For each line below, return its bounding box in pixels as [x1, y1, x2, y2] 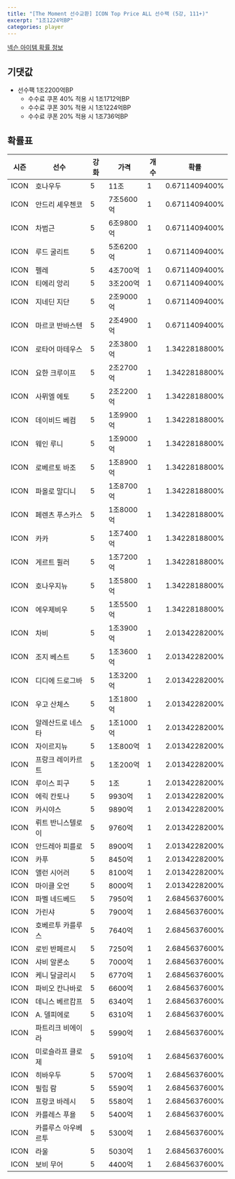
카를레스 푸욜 [35, 1110, 76, 1119]
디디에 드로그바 [35, 676, 83, 685]
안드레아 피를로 [35, 842, 83, 851]
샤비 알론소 [35, 957, 70, 966]
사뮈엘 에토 [35, 392, 70, 401]
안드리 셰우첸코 [35, 200, 83, 209]
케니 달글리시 [35, 971, 76, 980]
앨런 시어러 [35, 868, 70, 877]
